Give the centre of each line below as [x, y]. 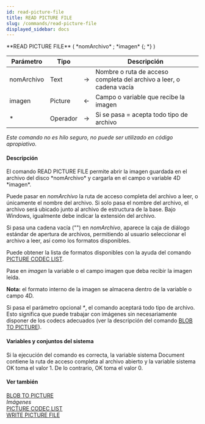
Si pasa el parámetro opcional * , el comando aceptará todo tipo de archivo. [101, 308]
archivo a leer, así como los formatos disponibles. [69, 241]
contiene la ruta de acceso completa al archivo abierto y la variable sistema [101, 361]
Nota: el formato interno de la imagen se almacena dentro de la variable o [99, 289]
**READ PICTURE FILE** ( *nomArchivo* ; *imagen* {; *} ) [81, 46]
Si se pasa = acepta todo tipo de [142, 115]
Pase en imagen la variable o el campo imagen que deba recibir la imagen [99, 271]
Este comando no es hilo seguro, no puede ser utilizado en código [90, 138]
